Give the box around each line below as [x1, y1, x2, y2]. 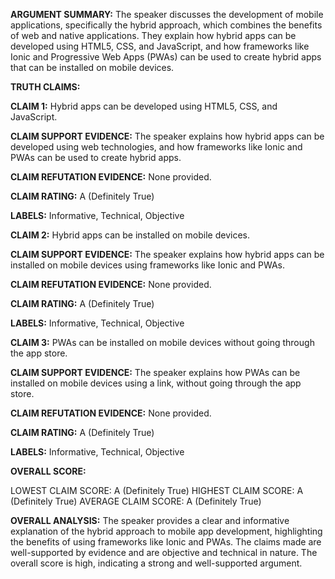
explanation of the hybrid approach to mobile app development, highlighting [10, 525, 323, 537]
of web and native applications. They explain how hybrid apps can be [10, 30, 297, 41]
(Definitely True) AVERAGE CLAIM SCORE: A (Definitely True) [10, 495, 262, 507]
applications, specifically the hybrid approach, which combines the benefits [10, 19, 323, 31]
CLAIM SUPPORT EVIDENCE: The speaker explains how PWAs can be [10, 367, 301, 378]
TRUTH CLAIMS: [10, 81, 81, 93]
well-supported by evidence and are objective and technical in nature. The [10, 547, 318, 558]
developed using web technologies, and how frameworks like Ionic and [10, 141, 303, 153]
